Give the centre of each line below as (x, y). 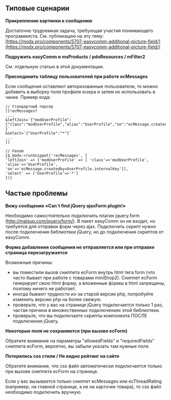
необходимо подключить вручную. (44, 392)
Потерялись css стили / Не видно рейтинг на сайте (62, 356)
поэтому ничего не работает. (44, 288)
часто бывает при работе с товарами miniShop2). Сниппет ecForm (85, 278)
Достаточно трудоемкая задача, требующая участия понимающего (79, 31)
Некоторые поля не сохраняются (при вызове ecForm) (66, 331)
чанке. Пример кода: (28, 97)
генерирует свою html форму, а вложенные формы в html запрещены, (89, 283)
